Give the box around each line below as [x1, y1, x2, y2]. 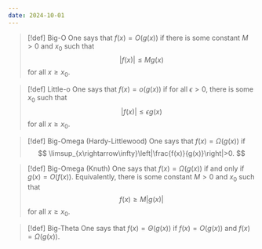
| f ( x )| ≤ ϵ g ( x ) [120, 107, 162, 117]
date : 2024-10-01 [8, 11, 65, 20]
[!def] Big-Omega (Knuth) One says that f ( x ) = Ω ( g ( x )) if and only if [27, 164, 245, 173]
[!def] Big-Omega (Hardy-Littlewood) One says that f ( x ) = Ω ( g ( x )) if [27, 136, 246, 146]
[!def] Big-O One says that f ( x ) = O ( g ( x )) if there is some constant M [27, 33, 249, 42]
